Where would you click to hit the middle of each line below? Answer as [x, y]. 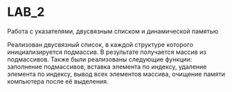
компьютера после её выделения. [58, 81]
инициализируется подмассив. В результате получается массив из [107, 52]
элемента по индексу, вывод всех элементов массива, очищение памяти [116, 74]
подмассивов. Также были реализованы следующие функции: [100, 59]
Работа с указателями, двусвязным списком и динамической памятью [113, 31]
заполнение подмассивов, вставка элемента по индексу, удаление [107, 66]
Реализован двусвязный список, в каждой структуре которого [100, 44]
